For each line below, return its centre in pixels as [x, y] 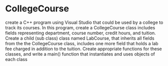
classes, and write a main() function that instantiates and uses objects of [80, 54]
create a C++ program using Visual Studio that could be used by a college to [84, 22]
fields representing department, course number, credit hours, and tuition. [81, 33]
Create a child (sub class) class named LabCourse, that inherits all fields [80, 38]
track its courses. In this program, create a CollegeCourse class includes [80, 27]
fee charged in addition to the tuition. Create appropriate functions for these [83, 49]
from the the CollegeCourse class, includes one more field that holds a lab [82, 43]
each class [16, 59]
